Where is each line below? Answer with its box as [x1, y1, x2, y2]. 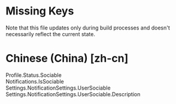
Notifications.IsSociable [5, 78, 64, 85]
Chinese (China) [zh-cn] [5, 52, 129, 66]
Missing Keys [5, 4, 74, 18]
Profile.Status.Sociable [5, 71, 62, 79]
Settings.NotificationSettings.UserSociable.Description [5, 90, 141, 97]
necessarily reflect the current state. [5, 30, 95, 37]
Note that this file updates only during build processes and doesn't [5, 24, 170, 31]
